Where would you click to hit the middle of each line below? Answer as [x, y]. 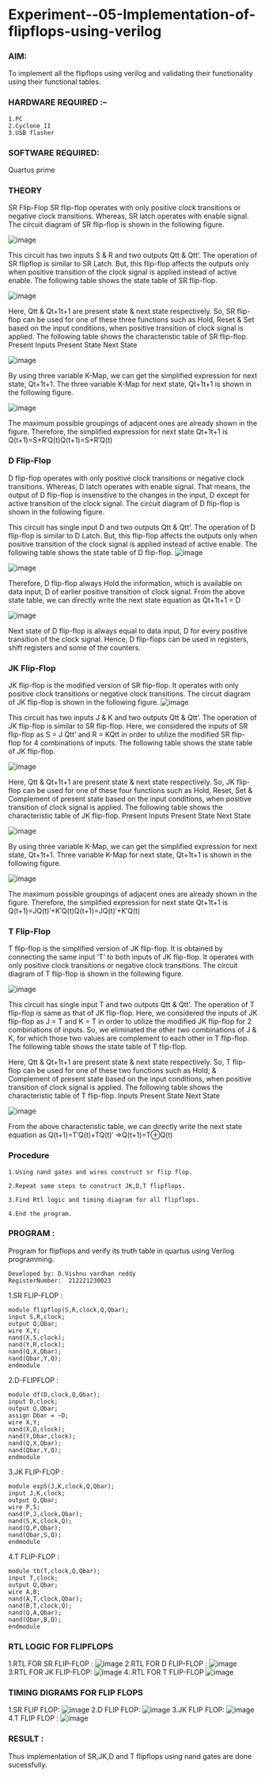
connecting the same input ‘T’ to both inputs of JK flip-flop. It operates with [131, 957]
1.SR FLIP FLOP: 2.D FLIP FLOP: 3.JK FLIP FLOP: [117, 1710]
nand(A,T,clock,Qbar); [45, 1599]
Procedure [29, 1155]
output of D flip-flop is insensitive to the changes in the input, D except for [129, 495]
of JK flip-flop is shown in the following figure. [84, 702]
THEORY [25, 190]
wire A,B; [25, 1591]
